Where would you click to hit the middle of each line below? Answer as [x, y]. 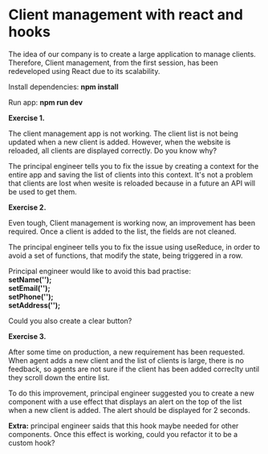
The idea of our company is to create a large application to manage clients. [132, 54]
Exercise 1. [27, 117]
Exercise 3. [27, 336]
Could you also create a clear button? [70, 321]
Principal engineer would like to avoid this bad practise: [99, 271]
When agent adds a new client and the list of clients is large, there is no [126, 360]
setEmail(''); [29, 288]
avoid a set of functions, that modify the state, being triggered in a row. [126, 256]
